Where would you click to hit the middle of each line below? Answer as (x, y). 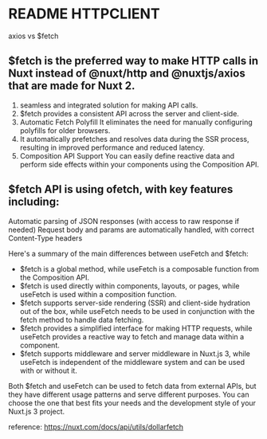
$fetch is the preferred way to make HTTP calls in (133, 61)
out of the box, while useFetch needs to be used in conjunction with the (137, 311)
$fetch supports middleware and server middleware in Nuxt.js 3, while (135, 353)
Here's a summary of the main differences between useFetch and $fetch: (128, 253)
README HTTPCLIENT (84, 14)
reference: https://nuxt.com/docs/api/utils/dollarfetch (96, 426)
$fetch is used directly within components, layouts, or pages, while (130, 286)
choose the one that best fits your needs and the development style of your (132, 402)
